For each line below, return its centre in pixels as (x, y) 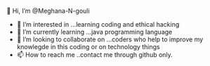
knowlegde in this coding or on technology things (88, 47)
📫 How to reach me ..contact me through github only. (94, 55)
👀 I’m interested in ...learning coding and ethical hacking (98, 24)
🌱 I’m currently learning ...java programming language (94, 32)
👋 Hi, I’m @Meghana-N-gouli (48, 11)
